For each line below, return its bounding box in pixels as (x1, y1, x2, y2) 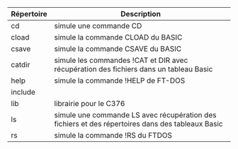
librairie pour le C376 (54, 99, 125, 108)
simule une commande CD (54, 21, 142, 30)
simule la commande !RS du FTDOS (54, 131, 172, 140)
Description (120, 9, 161, 18)
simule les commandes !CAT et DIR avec (54, 56, 188, 65)
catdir (11, 60, 30, 69)
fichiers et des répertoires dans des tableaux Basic (54, 119, 223, 129)
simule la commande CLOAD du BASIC (54, 32, 183, 42)
